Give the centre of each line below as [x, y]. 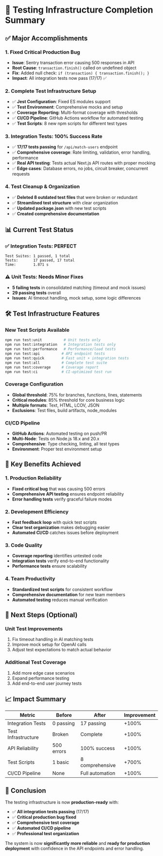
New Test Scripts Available [37, 330]
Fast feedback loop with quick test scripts [54, 522]
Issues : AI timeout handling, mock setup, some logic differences [76, 298]
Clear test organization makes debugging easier [61, 528]
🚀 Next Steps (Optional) [41, 615]
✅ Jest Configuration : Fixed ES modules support [61, 102]
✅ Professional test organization [45, 834]
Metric [27, 715]
